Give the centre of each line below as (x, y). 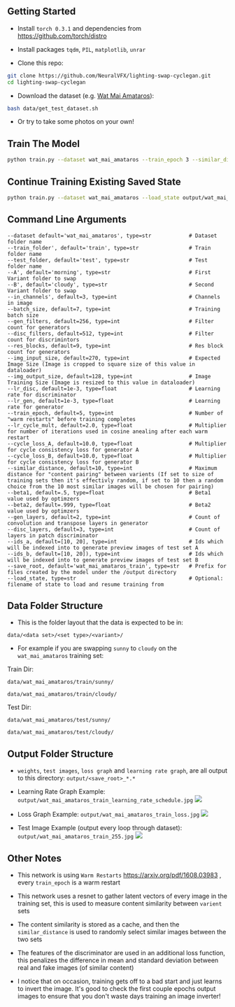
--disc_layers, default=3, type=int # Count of (114, 529)
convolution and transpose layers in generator (78, 523)
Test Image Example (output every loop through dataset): (100, 828)
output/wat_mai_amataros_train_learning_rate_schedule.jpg (105, 801)
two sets (30, 939)
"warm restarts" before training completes (72, 419)
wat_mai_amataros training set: (60, 656)
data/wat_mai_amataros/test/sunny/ (59, 720)
